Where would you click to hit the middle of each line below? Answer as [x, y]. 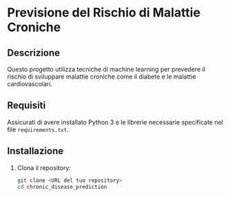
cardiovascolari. [30, 84]
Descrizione [34, 53]
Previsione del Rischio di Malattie [104, 13]
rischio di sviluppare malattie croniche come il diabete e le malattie [102, 76]
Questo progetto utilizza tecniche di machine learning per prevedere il [106, 69]
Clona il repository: [44, 167]
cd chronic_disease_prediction [62, 187]
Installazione [35, 151]
